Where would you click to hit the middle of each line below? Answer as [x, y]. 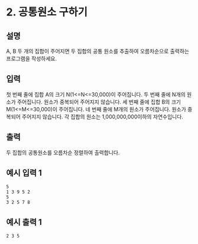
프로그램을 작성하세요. [32, 59]
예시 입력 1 [24, 173]
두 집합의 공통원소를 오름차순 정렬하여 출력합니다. [63, 152]
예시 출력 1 [24, 222]
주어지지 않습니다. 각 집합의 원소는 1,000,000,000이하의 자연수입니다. [102, 117]
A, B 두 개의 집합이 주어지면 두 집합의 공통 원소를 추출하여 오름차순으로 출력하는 [98, 51]
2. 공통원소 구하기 [47, 12]
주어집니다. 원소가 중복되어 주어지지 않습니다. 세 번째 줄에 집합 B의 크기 [99, 102]
